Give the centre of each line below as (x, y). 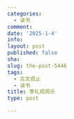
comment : (20, 27)
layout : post (26, 46)
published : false (32, 53)
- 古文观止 (27, 79)
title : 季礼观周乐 (31, 92)
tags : (15, 72)
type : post (23, 99)
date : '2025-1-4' (32, 33)
